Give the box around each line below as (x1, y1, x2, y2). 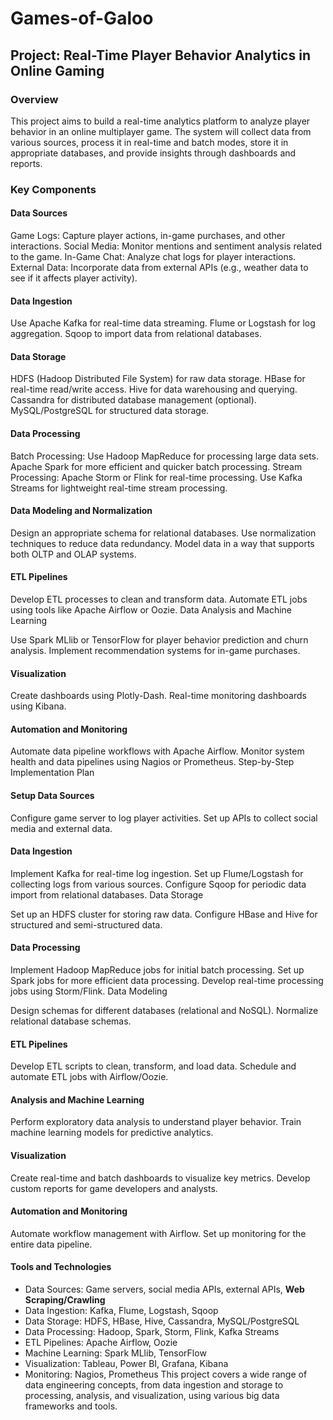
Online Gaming (10, 62, 105, 79)
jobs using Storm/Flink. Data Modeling (10, 985, 168, 997)
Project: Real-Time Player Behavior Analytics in (10, 47, 311, 64)
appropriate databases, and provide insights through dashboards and (10, 147, 297, 159)
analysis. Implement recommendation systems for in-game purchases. (10, 645, 301, 657)
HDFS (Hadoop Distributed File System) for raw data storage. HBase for (10, 373, 306, 385)
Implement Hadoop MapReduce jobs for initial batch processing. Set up (10, 964, 305, 976)
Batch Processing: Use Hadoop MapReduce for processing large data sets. (10, 450, 320, 462)
